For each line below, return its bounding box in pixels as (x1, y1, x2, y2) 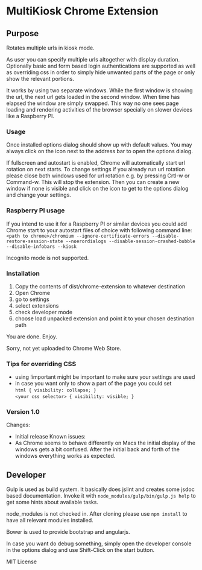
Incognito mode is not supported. (6, 254, 89, 261)
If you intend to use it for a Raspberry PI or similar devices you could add (6, 220, 188, 227)
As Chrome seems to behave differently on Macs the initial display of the (14, 439, 196, 447)
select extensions (14, 302, 59, 309)
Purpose (6, 28, 39, 39)
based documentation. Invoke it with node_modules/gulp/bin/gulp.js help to (6, 492, 196, 499)
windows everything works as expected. (14, 452, 116, 460)
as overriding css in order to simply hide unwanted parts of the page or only (6, 69, 195, 76)
